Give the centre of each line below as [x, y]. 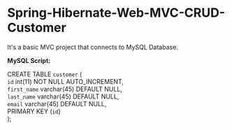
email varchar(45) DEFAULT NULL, [57, 103]
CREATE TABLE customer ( [45, 74]
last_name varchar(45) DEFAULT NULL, [63, 96]
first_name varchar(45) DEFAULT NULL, [65, 89]
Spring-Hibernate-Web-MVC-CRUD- [116, 13]
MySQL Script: [29, 60]
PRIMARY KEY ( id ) [34, 111]
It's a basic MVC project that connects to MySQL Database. [93, 47]
